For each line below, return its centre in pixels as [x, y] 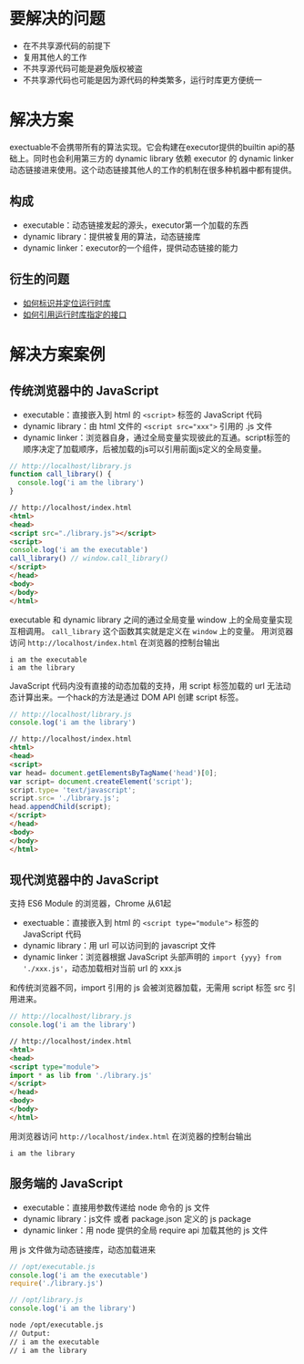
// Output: [30, 1333]
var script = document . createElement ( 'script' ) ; [101, 781]
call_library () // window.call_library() [89, 559]
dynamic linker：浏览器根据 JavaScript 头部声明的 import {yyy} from [152, 957]
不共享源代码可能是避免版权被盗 [82, 68]
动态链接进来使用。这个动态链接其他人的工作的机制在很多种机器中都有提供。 [153, 169]
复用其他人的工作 [55, 56]
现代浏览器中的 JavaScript [84, 880]
